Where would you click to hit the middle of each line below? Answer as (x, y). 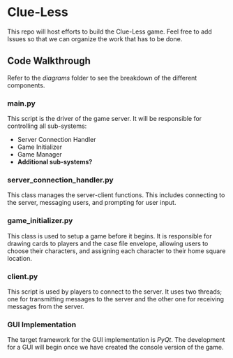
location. (20, 258)
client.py (23, 276)
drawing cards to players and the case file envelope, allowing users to (108, 243)
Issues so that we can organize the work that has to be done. (95, 38)
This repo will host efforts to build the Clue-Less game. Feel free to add (110, 31)
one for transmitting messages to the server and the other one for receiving (116, 299)
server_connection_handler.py (60, 180)
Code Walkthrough (49, 61)
